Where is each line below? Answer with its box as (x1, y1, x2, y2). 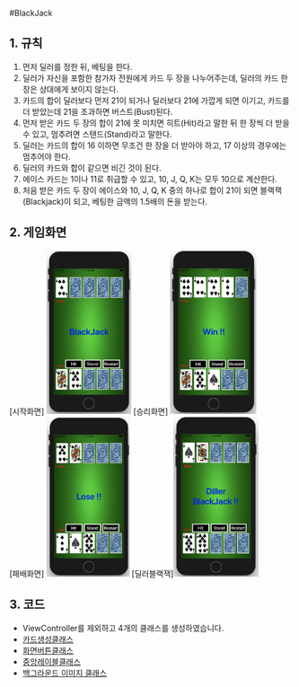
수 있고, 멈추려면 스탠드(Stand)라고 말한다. (22, 128, 172, 139)
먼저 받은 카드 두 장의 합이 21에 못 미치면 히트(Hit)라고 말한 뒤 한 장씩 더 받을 (22, 117, 290, 128)
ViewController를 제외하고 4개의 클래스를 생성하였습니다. (22, 622, 224, 633)
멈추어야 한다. (22, 151, 72, 162)
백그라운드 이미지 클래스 (22, 667, 108, 678)
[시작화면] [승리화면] (9, 406, 169, 417)
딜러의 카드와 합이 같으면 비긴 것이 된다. (22, 162, 162, 173)
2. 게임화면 (9, 225, 67, 241)
